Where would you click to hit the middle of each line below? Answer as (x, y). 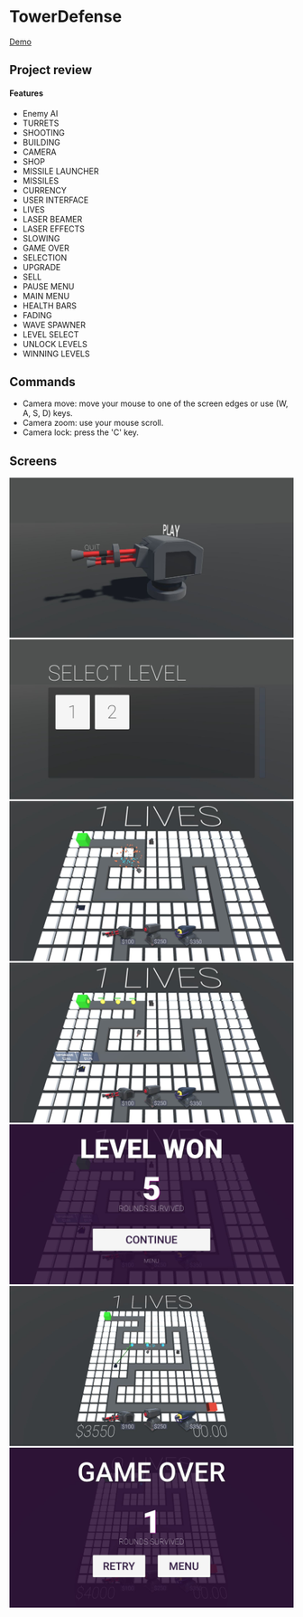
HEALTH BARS (50, 306)
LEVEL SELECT (50, 334)
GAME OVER (46, 248)
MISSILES (41, 180)
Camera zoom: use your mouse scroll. (93, 423)
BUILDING (41, 142)
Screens (33, 461)
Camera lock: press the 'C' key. (81, 432)
